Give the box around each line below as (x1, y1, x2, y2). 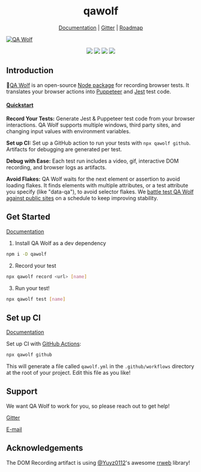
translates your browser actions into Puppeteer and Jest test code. (6, 88, 172, 95)
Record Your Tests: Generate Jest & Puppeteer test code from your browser (6, 115, 195, 122)
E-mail (6, 425, 22, 433)
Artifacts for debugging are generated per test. (6, 145, 122, 153)
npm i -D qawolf (6, 251, 47, 257)
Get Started (6, 212, 50, 222)
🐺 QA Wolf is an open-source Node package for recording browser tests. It (6, 81, 190, 88)
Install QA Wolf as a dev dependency (14, 239, 106, 247)
